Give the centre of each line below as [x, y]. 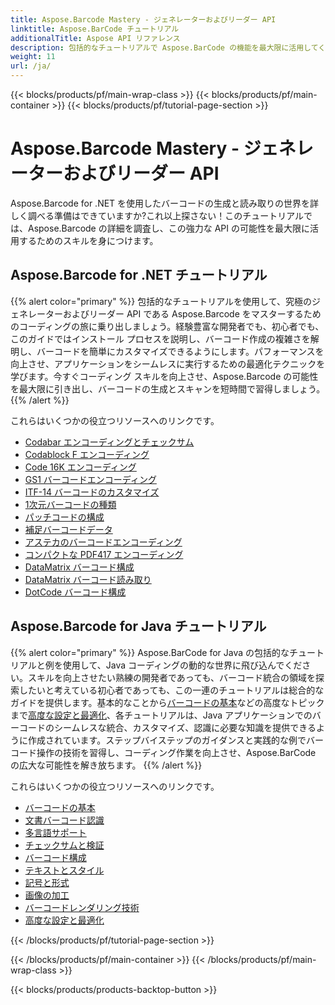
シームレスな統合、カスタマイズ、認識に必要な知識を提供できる [185, 727]
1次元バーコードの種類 [70, 504]
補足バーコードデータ [68, 529]
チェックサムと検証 [64, 845]
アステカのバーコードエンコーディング [103, 542]
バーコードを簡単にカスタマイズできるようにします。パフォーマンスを [180, 351]
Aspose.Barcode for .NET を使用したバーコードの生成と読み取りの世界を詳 [165, 203]
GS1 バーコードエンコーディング [90, 479]
